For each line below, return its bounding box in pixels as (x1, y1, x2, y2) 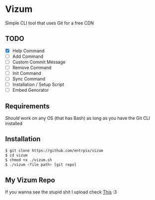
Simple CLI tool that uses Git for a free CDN (5, 20, 94, 26)
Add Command (12, 53, 44, 59)
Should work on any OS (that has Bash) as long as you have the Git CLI (5, 115, 151, 121)
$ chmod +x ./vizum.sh (5, 157, 52, 163)
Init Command (12, 70, 41, 76)
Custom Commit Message (12, 59, 66, 65)
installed (5, 121, 23, 127)
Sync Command (12, 76, 46, 82)
